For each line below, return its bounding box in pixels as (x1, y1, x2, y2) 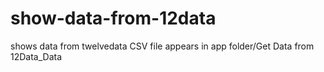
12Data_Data (10, 50, 63, 62)
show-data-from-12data (10, 7, 217, 30)
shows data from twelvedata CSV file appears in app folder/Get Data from (10, 40, 315, 52)
